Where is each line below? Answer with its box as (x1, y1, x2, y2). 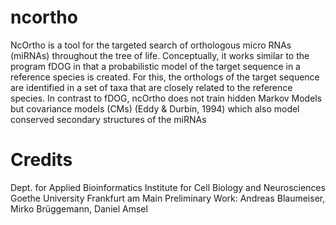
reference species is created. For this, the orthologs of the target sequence (10, 71, 320, 83)
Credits (10, 149, 73, 171)
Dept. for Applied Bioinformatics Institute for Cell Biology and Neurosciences (10, 181, 326, 193)
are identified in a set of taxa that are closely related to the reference (10, 81, 293, 93)
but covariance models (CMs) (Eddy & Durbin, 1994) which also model (10, 102, 300, 115)
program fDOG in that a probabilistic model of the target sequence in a (10, 60, 301, 72)
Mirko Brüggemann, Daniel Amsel (10, 202, 148, 215)
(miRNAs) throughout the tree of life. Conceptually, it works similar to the (10, 49, 310, 61)
